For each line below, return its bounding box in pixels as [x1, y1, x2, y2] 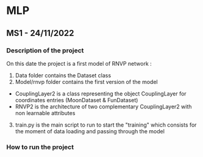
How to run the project [6, 142, 74, 151]
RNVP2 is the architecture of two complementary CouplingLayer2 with [15, 103, 192, 110]
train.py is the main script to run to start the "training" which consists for [15, 121, 197, 128]
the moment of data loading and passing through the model [15, 127, 165, 134]
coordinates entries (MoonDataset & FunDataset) [15, 96, 138, 103]
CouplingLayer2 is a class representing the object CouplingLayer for [15, 89, 187, 97]
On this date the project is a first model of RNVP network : [6, 60, 152, 67]
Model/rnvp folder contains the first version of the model [15, 78, 158, 85]
